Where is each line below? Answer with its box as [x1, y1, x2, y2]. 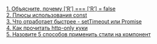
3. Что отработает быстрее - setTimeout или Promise [6, 18, 142, 25]
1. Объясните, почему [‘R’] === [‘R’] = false [6, 5, 116, 12]
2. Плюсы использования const [6, 11, 88, 19]
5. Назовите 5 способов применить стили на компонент [6, 31, 151, 38]
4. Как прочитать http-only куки [6, 24, 88, 31]
